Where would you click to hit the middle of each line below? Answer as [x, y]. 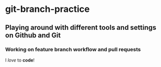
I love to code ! [20, 60]
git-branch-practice [47, 9]
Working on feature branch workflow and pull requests [73, 49]
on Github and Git [33, 35]
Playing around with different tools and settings [81, 28]
